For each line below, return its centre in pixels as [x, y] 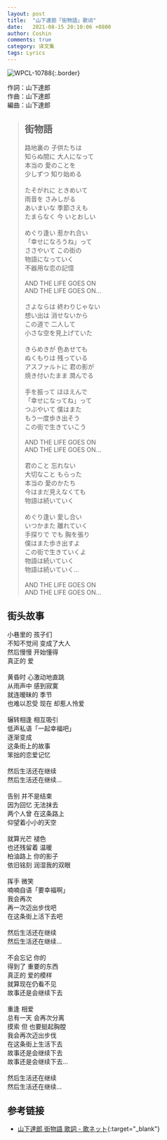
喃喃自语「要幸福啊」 [38, 890]
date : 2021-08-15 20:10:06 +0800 [59, 27]
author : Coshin [29, 33]
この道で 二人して [50, 324]
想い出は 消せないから [56, 315]
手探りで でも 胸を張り [57, 534]
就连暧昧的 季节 [30, 694]
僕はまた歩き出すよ [52, 543]
